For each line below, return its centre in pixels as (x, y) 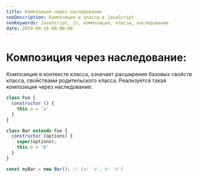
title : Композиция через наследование (54, 12)
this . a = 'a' (33, 109)
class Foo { (21, 98)
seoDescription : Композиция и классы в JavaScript (70, 17)
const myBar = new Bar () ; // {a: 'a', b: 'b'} (65, 169)
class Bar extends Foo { (37, 131)
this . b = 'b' (33, 147)
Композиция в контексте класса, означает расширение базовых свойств (99, 74)
